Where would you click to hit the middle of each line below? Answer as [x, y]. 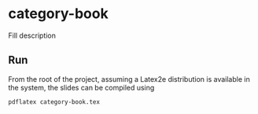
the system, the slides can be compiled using [81, 87]
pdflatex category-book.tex [54, 102]
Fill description [32, 35]
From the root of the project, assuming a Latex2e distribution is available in [129, 79]
